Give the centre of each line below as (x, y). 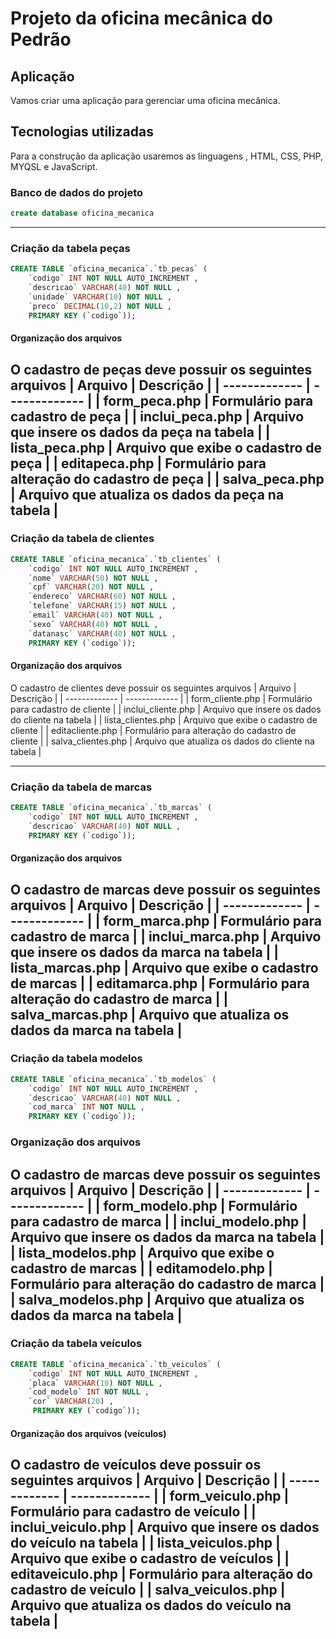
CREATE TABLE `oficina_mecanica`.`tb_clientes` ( (116, 559)
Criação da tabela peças (70, 248)
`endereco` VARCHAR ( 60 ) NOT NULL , (102, 597)
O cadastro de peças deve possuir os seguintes (161, 369)
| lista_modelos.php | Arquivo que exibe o (142, 1252)
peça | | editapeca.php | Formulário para (138, 463)
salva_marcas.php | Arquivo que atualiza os (150, 1014)
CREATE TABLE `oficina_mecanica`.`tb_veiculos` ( (116, 1364)
